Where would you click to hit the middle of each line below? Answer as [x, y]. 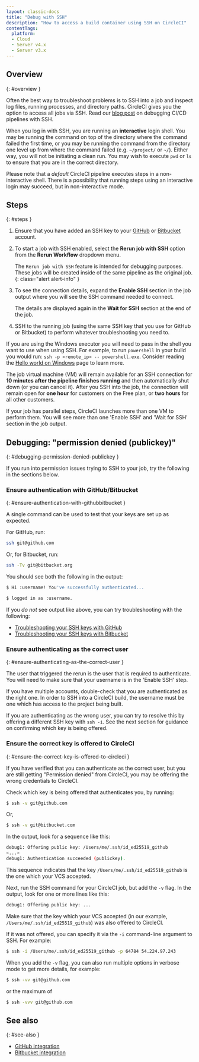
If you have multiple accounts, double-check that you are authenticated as [97, 691]
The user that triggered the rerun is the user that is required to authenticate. [99, 674]
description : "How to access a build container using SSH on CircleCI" [96, 23]
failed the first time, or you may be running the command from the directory [98, 143]
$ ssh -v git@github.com [37, 803]
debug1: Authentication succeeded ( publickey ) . [66, 859]
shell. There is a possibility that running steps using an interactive [113, 180]
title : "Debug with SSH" [37, 17]
